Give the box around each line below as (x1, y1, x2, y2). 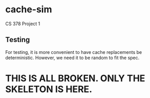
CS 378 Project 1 (5, 21, 40, 27)
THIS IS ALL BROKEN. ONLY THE (5, 72, 145, 84)
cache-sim (5, 4, 52, 15)
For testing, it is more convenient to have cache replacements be (5, 49, 142, 55)
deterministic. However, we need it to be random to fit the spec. (5, 54, 140, 61)
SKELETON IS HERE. (5, 83, 93, 95)
